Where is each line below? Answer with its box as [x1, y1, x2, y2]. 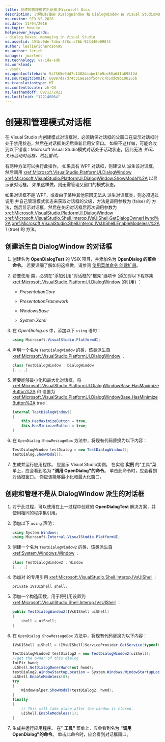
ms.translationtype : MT [5, 80, 54, 85]
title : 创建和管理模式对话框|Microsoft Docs [5, 7, 90, 12]
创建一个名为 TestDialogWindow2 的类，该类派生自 [12, 544, 113, 550]
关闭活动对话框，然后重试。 [5, 153, 61, 159]
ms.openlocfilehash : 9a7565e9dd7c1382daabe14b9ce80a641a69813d [5, 71, 137, 76]
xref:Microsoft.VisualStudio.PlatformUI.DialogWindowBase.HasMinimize [12, 394, 158, 400]
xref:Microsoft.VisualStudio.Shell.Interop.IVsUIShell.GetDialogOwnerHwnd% [5, 215, 160, 221]
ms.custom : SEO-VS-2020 [5, 16, 54, 21]
